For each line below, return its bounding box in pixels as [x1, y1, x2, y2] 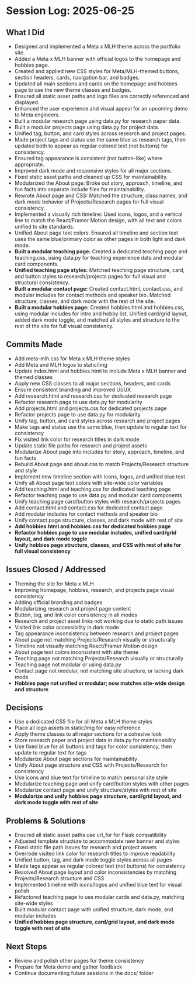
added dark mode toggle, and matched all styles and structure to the [14, 316, 180, 323]
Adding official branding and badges [14, 598, 103, 606]
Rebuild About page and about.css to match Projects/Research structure [14, 460, 189, 467]
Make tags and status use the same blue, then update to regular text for [14, 423, 187, 430]
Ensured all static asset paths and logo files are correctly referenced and [14, 92, 190, 99]
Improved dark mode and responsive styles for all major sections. [14, 167, 172, 174]
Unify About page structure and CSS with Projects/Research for [14, 762, 168, 769]
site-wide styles [14, 900, 54, 907]
